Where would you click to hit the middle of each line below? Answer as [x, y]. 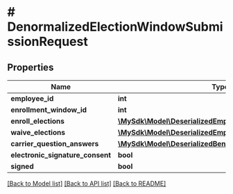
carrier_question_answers [55, 144]
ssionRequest [48, 42]
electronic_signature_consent [61, 155]
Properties [31, 67]
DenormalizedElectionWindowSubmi [115, 27]
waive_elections [38, 132]
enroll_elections [37, 121]
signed [22, 166]
